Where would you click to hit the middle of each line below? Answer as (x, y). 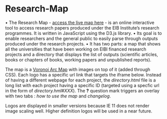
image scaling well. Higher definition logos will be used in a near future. (79, 111)
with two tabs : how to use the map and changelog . (58, 96)
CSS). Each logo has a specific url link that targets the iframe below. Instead (83, 74)
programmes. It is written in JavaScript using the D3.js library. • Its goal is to (84, 33)
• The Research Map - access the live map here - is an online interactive (80, 22)
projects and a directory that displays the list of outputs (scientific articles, (82, 54)
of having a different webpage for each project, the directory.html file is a (80, 80)
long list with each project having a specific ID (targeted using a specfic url (82, 85)
